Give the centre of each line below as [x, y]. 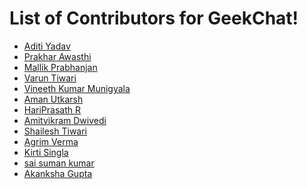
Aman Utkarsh [53, 99]
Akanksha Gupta [58, 173]
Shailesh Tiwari [55, 131]
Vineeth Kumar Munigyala [77, 88]
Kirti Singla [46, 152]
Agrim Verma [51, 141]
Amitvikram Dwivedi [65, 120]
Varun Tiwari [50, 78]
